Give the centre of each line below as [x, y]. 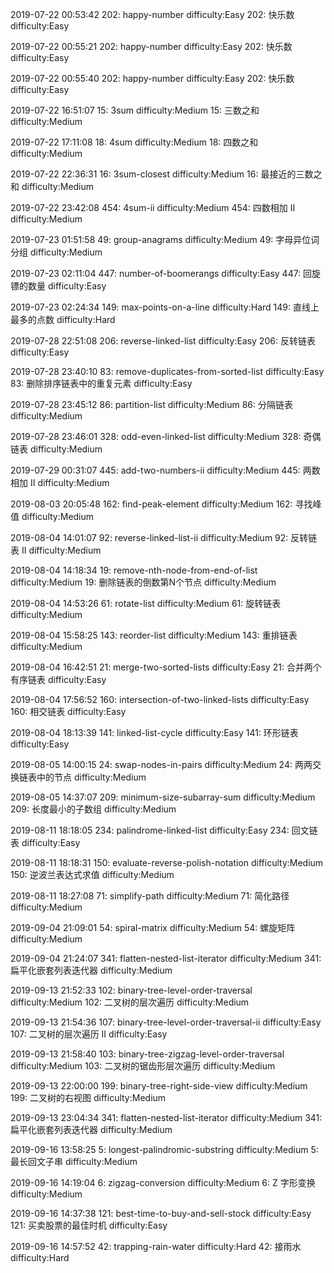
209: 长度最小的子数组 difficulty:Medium [93, 809]
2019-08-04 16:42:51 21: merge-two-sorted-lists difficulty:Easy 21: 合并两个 [166, 667]
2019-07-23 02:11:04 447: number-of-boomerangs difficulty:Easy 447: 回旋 [166, 273]
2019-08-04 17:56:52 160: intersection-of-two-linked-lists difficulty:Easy [160, 699]
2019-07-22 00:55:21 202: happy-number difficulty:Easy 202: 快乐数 [151, 46]
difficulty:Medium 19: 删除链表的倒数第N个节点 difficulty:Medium [143, 582]
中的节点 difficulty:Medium [91, 777]
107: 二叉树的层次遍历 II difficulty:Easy [89, 1034]
